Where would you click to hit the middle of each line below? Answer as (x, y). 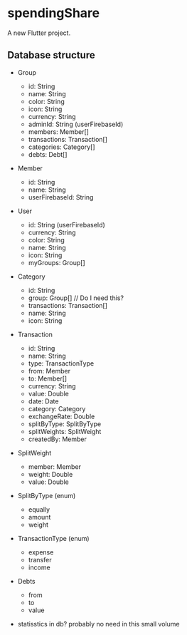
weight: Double (50, 474)
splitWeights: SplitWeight (65, 431)
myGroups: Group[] (57, 262)
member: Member (55, 466)
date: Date (43, 401)
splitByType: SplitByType (65, 424)
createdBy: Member (58, 439)
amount (39, 517)
